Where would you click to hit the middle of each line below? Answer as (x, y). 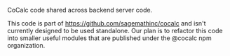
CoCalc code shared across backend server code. (80, 10)
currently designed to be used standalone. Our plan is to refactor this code (115, 31)
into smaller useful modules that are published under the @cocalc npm (109, 38)
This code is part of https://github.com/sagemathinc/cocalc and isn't (107, 23)
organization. (26, 45)
